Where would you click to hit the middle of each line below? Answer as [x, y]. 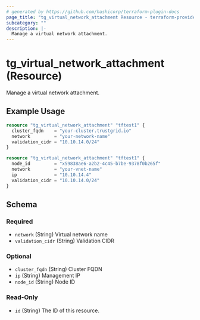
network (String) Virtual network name [61, 235]
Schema [22, 204]
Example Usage [36, 111]
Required [20, 221]
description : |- [26, 28]
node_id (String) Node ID [45, 282]
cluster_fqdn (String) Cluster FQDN [58, 269]
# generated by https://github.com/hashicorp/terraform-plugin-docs [93, 12]
